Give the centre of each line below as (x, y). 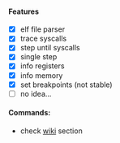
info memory (41, 75)
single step (39, 57)
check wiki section (51, 131)
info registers (42, 66)
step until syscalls (50, 48)
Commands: (30, 113)
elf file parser (43, 29)
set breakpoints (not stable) (66, 84)
